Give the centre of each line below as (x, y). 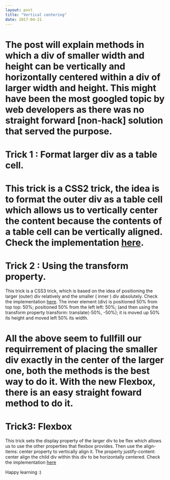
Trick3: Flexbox (39, 427)
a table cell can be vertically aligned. (84, 232)
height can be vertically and (65, 66)
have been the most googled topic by (85, 98)
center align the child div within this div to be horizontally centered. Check (83, 457)
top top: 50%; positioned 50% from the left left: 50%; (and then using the (82, 307)
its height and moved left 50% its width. (47, 318)
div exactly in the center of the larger (84, 360)
